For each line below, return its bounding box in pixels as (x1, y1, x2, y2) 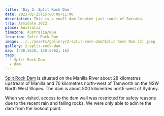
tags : (5, 52, 16, 58)
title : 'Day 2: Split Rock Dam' (5, 7, 71, 12)
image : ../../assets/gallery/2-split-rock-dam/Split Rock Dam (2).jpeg (5, 39, 155, 44)
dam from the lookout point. (5, 106, 62, 112)
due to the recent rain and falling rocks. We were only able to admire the (5, 100, 152, 106)
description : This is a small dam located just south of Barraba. (5, 16, 144, 21)
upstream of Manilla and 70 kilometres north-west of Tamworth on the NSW (5, 80, 159, 86)
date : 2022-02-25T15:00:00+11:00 (5, 12, 74, 17)
